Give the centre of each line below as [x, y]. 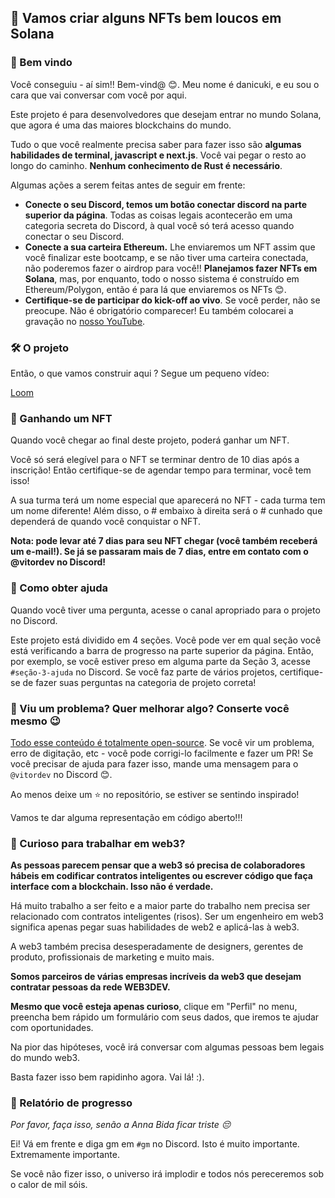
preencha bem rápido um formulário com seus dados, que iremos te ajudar [165, 1017]
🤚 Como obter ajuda [59, 588]
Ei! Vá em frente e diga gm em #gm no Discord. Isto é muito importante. [155, 1144]
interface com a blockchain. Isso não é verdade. [112, 887]
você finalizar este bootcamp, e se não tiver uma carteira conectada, [166, 257]
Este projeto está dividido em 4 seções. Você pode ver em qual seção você [166, 640]
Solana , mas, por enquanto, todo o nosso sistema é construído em [162, 278]
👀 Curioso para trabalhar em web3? [98, 843]
